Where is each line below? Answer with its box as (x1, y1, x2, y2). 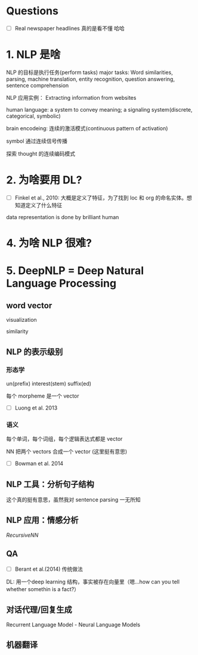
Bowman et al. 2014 (14, 460, 64, 467)
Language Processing (6, 276, 117, 290)
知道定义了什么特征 (14, 201, 63, 208)
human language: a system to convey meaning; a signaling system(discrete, (6, 106, 193, 113)
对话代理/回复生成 (6, 605, 73, 615)
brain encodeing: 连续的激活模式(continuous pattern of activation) (6, 124, 168, 132)
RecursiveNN (6, 531, 39, 539)
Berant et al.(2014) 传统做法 (14, 565, 83, 573)
